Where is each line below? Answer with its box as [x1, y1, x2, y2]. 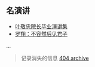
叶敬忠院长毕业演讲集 [14, 23, 68, 30]
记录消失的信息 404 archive [20, 54, 89, 62]
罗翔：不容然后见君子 [14, 30, 68, 37]
